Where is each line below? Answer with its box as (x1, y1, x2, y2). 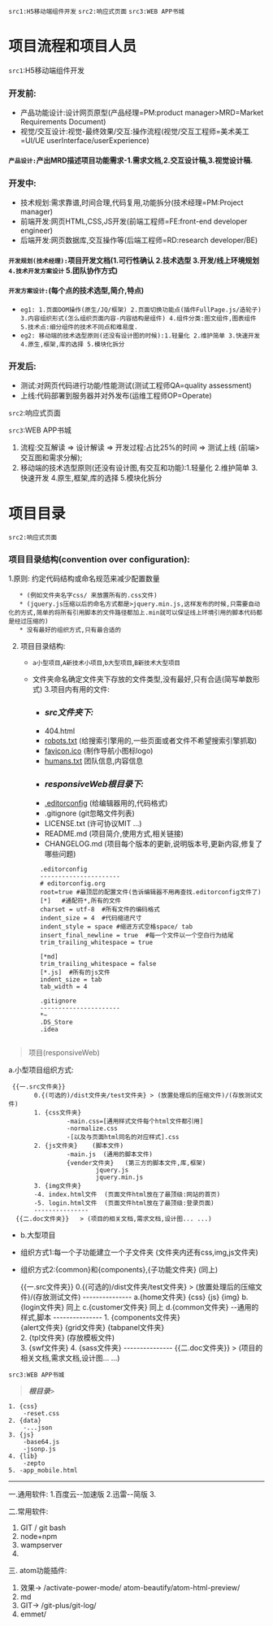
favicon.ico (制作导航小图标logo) (44, 746, 154, 755)
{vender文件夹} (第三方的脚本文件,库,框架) (66, 1159, 206, 1167)
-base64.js (23, 1438, 60, 1446)
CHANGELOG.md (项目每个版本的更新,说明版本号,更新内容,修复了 (44, 839, 262, 849)
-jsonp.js (23, 1446, 57, 1454)
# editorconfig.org (39, 880, 106, 888)
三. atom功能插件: (8, 1566, 67, 1576)
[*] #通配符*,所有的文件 (39, 897, 122, 905)
